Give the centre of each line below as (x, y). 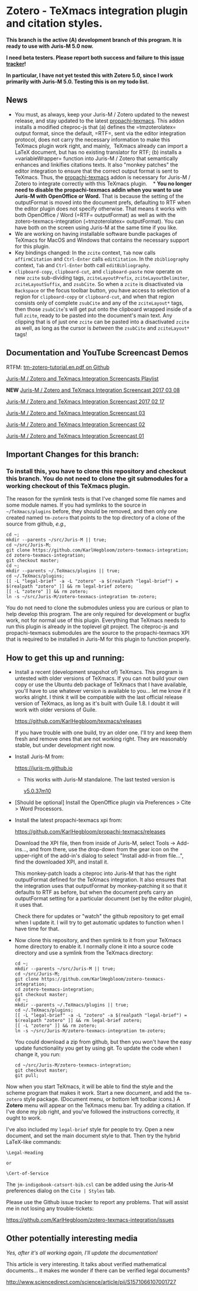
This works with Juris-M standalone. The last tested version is (99, 780)
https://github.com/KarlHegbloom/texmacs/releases (78, 721)
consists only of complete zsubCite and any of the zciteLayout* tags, (99, 303)
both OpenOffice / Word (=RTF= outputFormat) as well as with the (95, 215)
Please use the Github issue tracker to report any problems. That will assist (97, 1202)
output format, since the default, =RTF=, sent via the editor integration (100, 133)
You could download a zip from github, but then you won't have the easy (103, 1042)
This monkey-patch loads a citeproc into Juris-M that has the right (95, 874)
